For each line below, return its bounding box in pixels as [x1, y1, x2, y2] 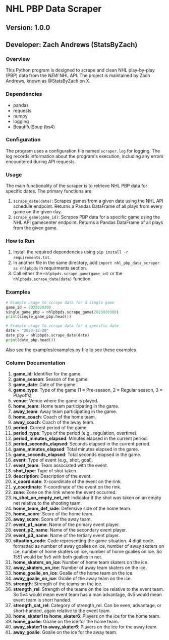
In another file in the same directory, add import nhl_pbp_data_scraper [13, 259, 160, 266]
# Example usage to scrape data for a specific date [6, 323, 119, 328]
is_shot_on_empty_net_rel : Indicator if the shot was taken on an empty [13, 495, 161, 501]
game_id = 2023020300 [6, 305, 51, 310]
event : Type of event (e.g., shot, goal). [13, 457, 93, 463]
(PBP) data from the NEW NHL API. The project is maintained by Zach [6, 72, 150, 79]
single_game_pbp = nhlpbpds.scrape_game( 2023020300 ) [6, 310, 119, 315]
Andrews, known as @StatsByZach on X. [6, 78, 91, 84]
